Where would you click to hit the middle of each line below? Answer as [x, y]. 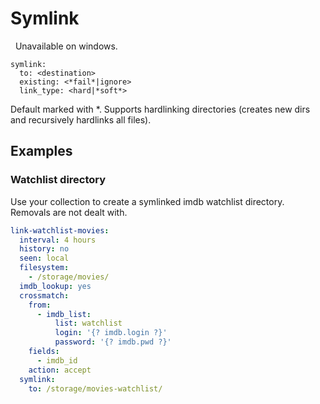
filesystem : [44, 268]
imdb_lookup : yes [55, 286]
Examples [41, 151]
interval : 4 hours [58, 240]
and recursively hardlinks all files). [81, 119]
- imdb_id [57, 360]
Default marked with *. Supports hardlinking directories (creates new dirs [160, 109]
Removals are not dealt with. [69, 212]
